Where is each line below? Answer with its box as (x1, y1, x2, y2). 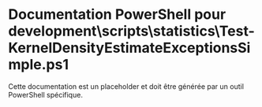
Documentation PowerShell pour (8, 6, 226, 24)
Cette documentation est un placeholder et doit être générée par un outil (8, 81, 245, 91)
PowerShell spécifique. (8, 90, 83, 99)
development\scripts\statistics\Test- (8, 22, 255, 40)
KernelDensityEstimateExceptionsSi (8, 39, 251, 57)
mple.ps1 (8, 56, 69, 74)
